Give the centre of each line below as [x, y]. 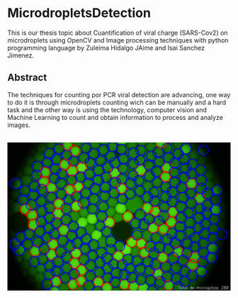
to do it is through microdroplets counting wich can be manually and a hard [117, 102]
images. [19, 125]
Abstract [27, 78]
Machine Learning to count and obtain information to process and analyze [115, 117]
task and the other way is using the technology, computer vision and [107, 110]
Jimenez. [21, 55]
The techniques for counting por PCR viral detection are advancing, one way [119, 94]
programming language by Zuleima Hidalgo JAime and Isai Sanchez [106, 48]
